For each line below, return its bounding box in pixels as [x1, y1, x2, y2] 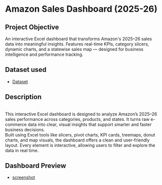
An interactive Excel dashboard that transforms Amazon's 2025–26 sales [5, 36, 152, 42]
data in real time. [5, 147, 39, 153]
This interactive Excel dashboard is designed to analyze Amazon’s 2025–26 [5, 111, 158, 117]
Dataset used [5, 66, 46, 74]
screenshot [12, 175, 35, 181]
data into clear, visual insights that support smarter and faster [27, 121, 152, 127]
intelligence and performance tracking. [5, 51, 84, 57]
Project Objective [5, 23, 59, 31]
